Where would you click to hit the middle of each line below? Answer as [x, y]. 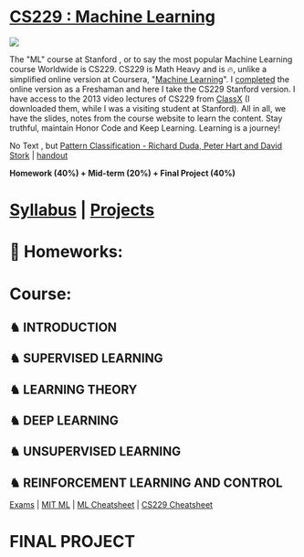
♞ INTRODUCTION [63, 327]
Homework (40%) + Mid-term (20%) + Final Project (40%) [122, 173]
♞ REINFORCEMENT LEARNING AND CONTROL [146, 482]
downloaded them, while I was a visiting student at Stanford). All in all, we [148, 108]
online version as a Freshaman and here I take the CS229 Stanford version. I [152, 89]
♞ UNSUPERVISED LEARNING [95, 451]
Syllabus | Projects [82, 210]
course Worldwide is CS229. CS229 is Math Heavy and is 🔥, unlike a [138, 69]
